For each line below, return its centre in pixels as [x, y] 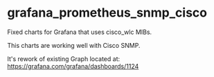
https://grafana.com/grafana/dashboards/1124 [73, 66]
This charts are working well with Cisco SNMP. [74, 45]
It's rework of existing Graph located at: [64, 59]
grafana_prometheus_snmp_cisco [107, 13]
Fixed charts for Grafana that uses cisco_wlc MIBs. [80, 32]
